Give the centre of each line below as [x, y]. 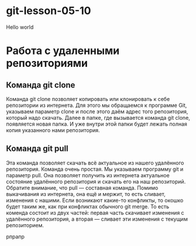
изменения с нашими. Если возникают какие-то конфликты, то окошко [95, 200]
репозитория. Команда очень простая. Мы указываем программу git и [95, 169]
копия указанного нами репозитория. [53, 130]
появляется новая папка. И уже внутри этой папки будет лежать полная [97, 124]
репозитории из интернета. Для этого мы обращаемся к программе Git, [97, 105]
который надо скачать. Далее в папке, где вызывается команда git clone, [98, 117]
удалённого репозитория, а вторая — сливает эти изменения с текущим [97, 219]
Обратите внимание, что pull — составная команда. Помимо [82, 188]
